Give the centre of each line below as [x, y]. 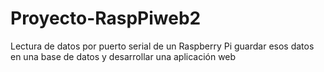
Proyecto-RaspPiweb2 [106, 18]
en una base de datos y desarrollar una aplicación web [123, 56]
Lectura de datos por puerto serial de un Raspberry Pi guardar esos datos [162, 46]
